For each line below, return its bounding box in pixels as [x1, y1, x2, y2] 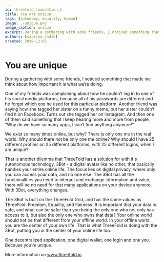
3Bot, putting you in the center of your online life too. [5, 227, 111, 233]
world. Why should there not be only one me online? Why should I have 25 [5, 136, 155, 142]
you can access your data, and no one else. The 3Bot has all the [5, 171, 134, 177]
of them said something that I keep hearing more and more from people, [5, 116, 150, 122]
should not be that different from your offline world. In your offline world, [5, 217, 151, 223]
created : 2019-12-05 [5, 39, 47, 44]
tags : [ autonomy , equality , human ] [5, 16, 78, 21]
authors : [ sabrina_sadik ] [5, 35, 58, 39]
